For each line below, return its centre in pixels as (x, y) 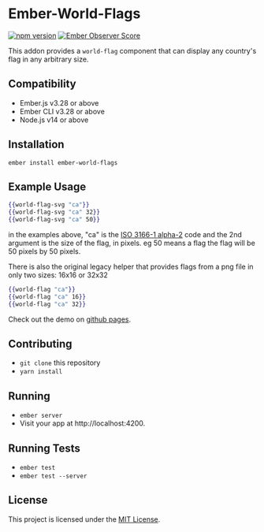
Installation (36, 145)
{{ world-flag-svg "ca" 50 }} (54, 220)
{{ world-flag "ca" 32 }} (47, 304)
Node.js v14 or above (54, 120)
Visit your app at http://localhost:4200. (82, 423)
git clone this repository (60, 363)
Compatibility (42, 84)
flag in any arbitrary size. (48, 59)
